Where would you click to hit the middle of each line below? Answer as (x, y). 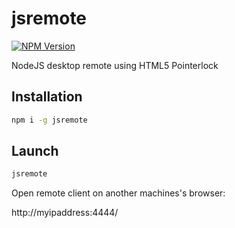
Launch (35, 151)
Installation (47, 97)
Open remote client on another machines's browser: (118, 193)
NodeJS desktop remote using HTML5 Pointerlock (115, 65)
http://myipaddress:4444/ (65, 213)
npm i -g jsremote (49, 120)
